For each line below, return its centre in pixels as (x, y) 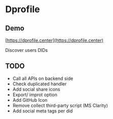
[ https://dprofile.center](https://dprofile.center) (54, 40)
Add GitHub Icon (30, 100)
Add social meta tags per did (43, 111)
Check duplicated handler (40, 84)
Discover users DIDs (27, 50)
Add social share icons (36, 89)
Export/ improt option (35, 95)
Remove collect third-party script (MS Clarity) (60, 105)
